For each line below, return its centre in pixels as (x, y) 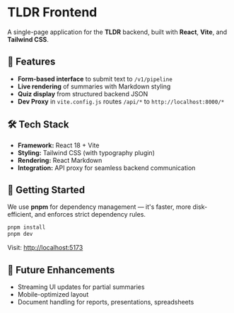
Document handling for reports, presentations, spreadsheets (106, 302)
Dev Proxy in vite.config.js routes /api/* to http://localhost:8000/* (121, 101)
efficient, (20, 215)
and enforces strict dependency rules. (90, 215)
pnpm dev (20, 234)
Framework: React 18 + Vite (58, 145)
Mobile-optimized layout (53, 294)
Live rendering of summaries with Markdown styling (94, 86)
